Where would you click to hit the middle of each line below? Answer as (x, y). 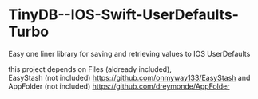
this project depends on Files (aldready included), (90, 69)
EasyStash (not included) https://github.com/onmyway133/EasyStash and (129, 77)
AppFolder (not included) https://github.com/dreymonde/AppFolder (119, 86)
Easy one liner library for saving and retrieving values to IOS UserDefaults (129, 53)
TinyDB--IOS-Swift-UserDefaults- (124, 15)
